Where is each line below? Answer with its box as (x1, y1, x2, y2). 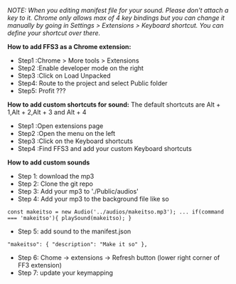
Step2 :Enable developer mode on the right (17, 64, 144, 72)
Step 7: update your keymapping (17, 268, 114, 277)
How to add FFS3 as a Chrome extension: (7, 43, 132, 51)
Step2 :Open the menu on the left (17, 130, 116, 137)
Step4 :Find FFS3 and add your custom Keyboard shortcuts (17, 144, 192, 152)
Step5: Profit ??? (17, 87, 66, 95)
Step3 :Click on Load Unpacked (17, 71, 111, 80)
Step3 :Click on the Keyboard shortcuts (17, 137, 134, 145)
